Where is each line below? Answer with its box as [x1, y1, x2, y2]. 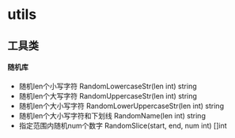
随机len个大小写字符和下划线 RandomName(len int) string [18, 110, 207, 120]
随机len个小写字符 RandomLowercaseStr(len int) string [18, 81, 197, 91]
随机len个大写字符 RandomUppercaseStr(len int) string [18, 91, 197, 100]
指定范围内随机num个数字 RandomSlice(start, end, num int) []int [18, 121, 227, 130]
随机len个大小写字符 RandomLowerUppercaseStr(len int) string [18, 101, 225, 110]
